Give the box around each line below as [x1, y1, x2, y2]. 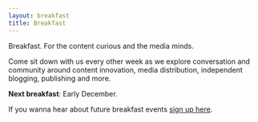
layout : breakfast [8, 11, 70, 20]
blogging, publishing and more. [8, 73, 111, 83]
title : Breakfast [8, 19, 67, 27]
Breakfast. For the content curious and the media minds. [8, 41, 194, 50]
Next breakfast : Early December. [8, 89, 118, 98]
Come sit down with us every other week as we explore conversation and [8, 57, 251, 66]
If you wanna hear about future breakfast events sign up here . [8, 104, 213, 114]
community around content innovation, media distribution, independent [8, 65, 243, 74]
